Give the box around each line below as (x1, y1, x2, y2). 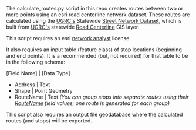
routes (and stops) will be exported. (6, 117, 93, 124)
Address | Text (14, 81, 50, 88)
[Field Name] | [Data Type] (6, 70, 70, 76)
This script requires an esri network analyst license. (6, 35, 131, 41)
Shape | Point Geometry (14, 87, 73, 94)
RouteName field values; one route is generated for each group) (14, 100, 170, 107)
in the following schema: (6, 58, 66, 65)
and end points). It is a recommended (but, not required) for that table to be (6, 52, 188, 59)
